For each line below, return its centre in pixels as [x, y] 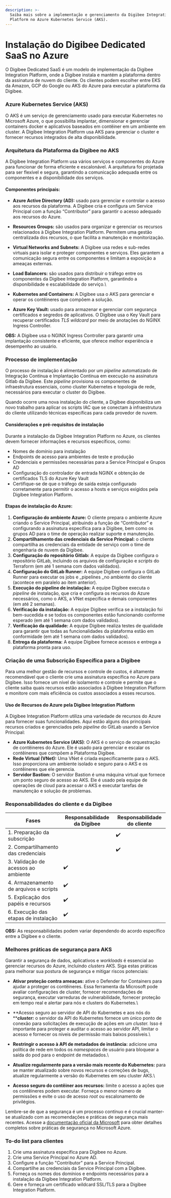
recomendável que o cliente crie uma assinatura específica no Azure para [83, 677]
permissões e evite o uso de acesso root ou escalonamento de [78, 1096]
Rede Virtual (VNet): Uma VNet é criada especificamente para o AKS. [86, 759]
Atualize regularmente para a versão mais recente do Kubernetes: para [89, 1065]
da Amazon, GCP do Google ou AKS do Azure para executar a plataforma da [85, 86]
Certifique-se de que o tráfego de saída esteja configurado [74, 484]
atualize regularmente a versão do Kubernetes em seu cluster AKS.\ [84, 1075]
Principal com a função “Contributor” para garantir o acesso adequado [87, 211]
